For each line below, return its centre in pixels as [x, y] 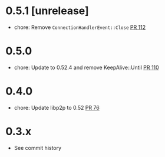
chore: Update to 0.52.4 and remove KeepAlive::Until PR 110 [87, 67]
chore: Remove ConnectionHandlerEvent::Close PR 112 [80, 27]
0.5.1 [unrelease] [47, 11]
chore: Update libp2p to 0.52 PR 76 [57, 107]
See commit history [38, 148]
